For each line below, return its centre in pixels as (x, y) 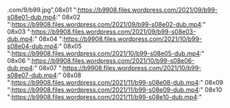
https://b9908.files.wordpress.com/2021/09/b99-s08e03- (114, 31)
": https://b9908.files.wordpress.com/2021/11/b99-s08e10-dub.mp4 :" (105, 97)
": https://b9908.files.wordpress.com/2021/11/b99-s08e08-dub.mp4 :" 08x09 (115, 82)
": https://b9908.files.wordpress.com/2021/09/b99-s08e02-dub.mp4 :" (106, 24)
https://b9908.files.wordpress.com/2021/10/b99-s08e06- (113, 60)
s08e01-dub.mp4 (32, 17)
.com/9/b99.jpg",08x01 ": (43, 10)
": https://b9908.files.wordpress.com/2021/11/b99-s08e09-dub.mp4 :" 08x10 (115, 90)
